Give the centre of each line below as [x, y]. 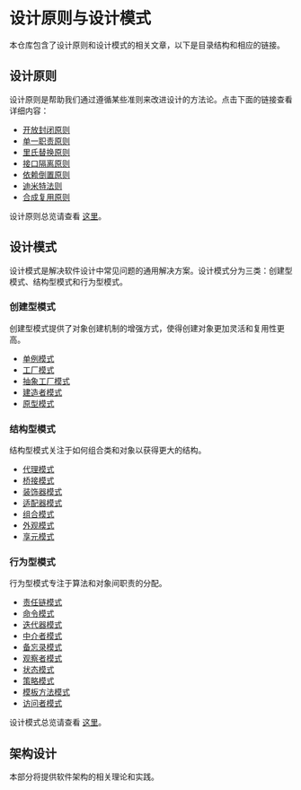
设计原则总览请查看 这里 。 [58, 215]
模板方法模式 [46, 692]
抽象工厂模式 [46, 381]
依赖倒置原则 [46, 174]
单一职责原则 [46, 141]
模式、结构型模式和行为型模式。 [68, 281]
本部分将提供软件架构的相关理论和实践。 [84, 777]
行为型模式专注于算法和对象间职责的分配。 [88, 584]
